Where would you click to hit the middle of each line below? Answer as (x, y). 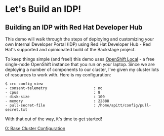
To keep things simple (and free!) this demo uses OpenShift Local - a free (80, 59)
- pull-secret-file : (51, 105)
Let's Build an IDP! (43, 9)
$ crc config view (24, 84)
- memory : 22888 (57, 101)
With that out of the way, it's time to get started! (54, 119)
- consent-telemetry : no (54, 88)
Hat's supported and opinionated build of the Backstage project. (70, 50)
